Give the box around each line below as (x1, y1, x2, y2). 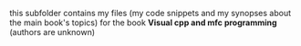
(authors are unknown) (9, 27, 96, 37)
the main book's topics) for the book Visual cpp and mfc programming (9, 17, 277, 28)
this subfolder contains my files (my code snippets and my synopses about (9, 8, 292, 18)
